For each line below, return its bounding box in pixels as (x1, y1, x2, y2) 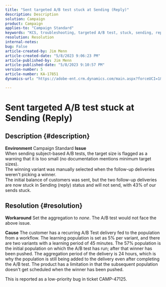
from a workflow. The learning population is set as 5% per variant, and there (5, 235, 160, 240)
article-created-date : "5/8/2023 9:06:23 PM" (5, 53, 100, 58)
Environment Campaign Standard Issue (5, 145, 86, 151)
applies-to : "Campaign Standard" (5, 26, 74, 31)
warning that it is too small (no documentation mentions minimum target (5, 155, 152, 161)
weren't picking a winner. (5, 171, 57, 177)
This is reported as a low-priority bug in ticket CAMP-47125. (5, 276, 127, 282)
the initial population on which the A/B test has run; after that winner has (5, 245, 152, 251)
